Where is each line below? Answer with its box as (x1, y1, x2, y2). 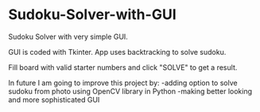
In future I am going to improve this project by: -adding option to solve (8, 78, 238, 87)
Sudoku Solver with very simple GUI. (8, 32, 129, 41)
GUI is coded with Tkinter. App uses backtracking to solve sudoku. (8, 47, 227, 56)
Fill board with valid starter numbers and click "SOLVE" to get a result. (8, 62, 238, 72)
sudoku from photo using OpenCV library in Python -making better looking (8, 86, 253, 96)
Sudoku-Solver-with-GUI (8, 6, 177, 24)
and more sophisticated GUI (8, 95, 100, 104)
